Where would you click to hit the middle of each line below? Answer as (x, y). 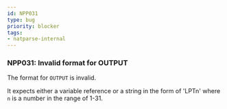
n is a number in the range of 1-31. (55, 98)
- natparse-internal (37, 39)
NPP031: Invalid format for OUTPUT (68, 63)
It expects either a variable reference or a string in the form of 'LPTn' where (114, 91)
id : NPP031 (23, 13)
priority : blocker (33, 26)
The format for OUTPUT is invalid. (52, 78)
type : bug (21, 20)
